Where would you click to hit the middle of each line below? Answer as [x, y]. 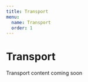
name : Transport [31, 22]
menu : [13, 17]
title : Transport [27, 11]
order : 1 [22, 28]
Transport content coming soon [44, 73]
